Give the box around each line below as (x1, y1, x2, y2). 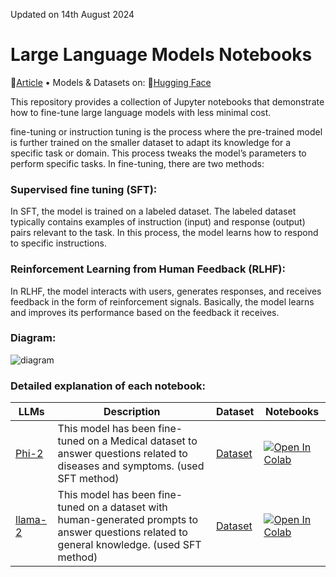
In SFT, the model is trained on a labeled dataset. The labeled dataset (10, 205, 297, 218)
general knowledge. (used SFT (57, 538, 202, 552)
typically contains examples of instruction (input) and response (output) (10, 216, 306, 228)
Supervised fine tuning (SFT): (10, 182, 158, 196)
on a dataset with (87, 500, 168, 514)
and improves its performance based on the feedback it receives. (10, 306, 280, 318)
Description (103, 405, 161, 419)
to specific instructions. (10, 237, 108, 249)
